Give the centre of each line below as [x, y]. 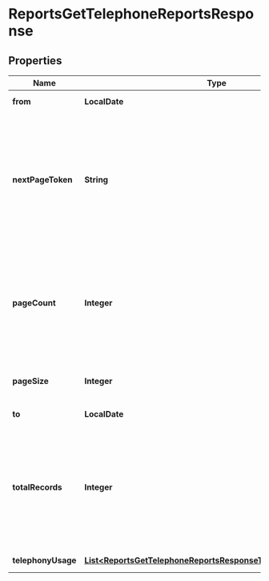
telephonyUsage [44, 560]
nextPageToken [43, 180]
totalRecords [37, 487]
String [96, 180]
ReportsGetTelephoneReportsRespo [131, 14]
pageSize [31, 381]
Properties [35, 61]
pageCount [34, 303]
